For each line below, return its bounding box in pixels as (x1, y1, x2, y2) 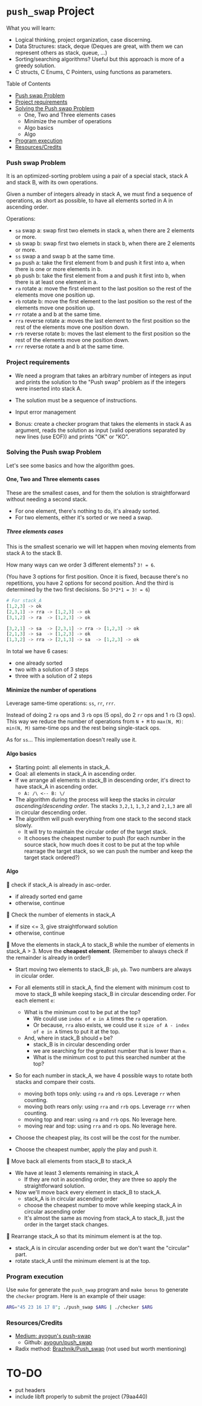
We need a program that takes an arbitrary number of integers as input (15, 372, 192, 379)
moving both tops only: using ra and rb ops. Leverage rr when (24, 1090, 180, 1097)
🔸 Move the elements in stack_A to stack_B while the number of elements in (6, 941, 195, 948)
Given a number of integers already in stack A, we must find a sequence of (6, 190, 193, 198)
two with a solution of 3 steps (15, 666, 89, 673)
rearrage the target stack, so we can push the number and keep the (24, 847, 193, 855)
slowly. (15, 821, 33, 829)
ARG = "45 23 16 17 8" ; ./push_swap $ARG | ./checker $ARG (6, 1304, 153, 1311)
